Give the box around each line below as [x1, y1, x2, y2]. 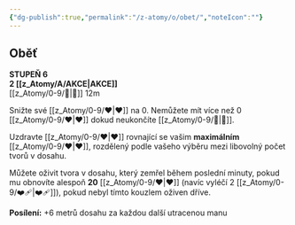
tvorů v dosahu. [9, 151, 66, 161]
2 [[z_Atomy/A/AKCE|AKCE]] [9, 79, 118, 89]
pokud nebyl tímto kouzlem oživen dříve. [63, 187, 211, 198]
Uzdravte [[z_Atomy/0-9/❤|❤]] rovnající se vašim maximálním [9, 132, 240, 143]
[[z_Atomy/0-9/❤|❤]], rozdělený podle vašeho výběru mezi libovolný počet [9, 141, 286, 151]
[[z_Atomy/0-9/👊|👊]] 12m [9, 88, 100, 98]
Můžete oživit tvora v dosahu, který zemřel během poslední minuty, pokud [9, 167, 281, 178]
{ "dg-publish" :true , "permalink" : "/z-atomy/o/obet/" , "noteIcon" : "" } [9, 12, 264, 22]
